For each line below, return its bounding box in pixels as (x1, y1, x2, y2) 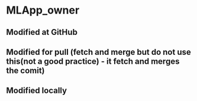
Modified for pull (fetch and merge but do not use (6, 47, 191, 57)
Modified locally (6, 86, 67, 96)
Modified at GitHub (6, 27, 78, 37)
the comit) (6, 66, 45, 76)
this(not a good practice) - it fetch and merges (6, 56, 180, 66)
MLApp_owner (6, 4, 80, 17)
